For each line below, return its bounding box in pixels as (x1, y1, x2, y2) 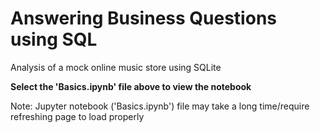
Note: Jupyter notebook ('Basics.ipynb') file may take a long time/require (10, 100, 310, 112)
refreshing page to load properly (10, 110, 145, 122)
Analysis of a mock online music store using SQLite (10, 61, 222, 73)
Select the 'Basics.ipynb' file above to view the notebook (10, 80, 252, 92)
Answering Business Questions (10, 7, 277, 30)
